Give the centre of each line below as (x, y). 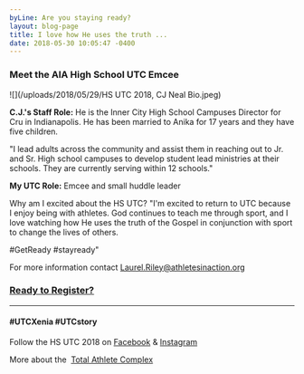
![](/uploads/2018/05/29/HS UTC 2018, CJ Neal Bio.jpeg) (115, 94)
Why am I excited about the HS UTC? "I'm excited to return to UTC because (150, 203)
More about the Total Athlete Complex (81, 360)
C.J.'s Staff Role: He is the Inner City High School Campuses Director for (145, 112)
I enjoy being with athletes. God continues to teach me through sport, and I (149, 213)
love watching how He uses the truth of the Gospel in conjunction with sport (151, 222)
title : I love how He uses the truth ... (89, 34)
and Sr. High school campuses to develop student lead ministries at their (145, 158)
